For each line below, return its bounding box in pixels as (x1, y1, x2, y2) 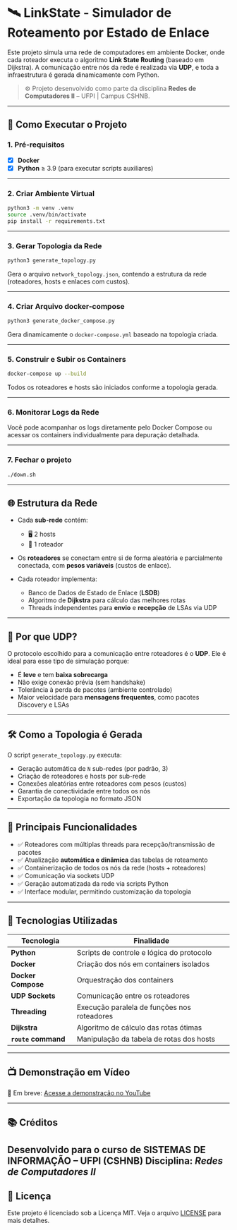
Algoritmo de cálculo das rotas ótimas (76, 1023, 202, 1033)
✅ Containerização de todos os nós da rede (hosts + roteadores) (17, 863, 207, 872)
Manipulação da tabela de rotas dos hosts (76, 1034, 216, 1044)
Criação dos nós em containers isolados (76, 959, 210, 969)
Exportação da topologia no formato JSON (17, 794, 142, 803)
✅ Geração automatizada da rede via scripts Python (17, 879, 169, 888)
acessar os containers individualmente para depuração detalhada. (7, 431, 200, 439)
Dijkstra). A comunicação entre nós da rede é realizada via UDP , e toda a (7, 63, 219, 71)
